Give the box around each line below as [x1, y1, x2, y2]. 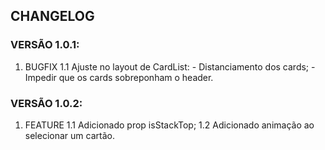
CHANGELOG [10, 8, 95, 25]
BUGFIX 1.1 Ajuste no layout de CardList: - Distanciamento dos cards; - [24, 60, 316, 73]
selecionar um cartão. [24, 129, 115, 141]
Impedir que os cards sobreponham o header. [24, 71, 214, 83]
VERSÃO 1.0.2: [10, 96, 83, 110]
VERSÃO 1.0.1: [10, 38, 80, 52]
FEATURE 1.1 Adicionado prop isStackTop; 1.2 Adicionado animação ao [24, 119, 315, 131]
